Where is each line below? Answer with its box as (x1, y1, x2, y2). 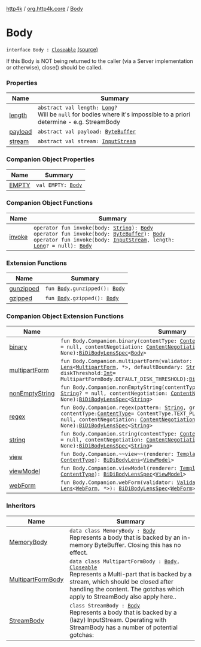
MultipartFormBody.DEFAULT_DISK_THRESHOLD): (60, 376, 190, 383)
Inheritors (6, 501, 36, 510)
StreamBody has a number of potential (69, 623, 178, 631)
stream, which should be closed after (69, 578, 173, 586)
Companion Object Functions (6, 199, 93, 207)
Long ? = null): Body (33, 242, 92, 249)
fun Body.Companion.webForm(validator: (60, 479, 175, 486)
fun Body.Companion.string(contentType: (60, 431, 178, 437)
